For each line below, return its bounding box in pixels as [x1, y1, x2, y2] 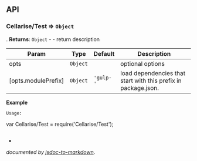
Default [93, 49, 115, 58]
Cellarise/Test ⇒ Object [6, 22, 74, 31]
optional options [120, 59, 165, 68]
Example [6, 99, 28, 106]
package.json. [120, 83, 159, 92]
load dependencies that [120, 69, 186, 77]
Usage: [6, 110, 22, 116]
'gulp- [93, 74, 112, 81]
